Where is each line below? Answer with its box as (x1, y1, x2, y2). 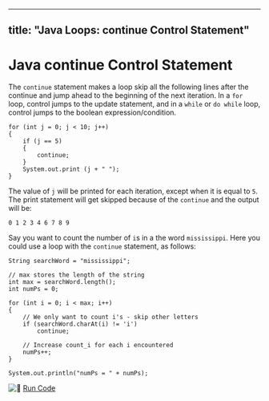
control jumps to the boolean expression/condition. (8, 107, 177, 117)
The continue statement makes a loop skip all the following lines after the (8, 82, 250, 92)
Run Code (22, 383, 56, 393)
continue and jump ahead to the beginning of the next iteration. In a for (8, 91, 243, 100)
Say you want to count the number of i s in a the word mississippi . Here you (8, 233, 260, 243)
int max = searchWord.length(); (8, 278, 116, 286)
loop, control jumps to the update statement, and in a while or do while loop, (8, 99, 261, 109)
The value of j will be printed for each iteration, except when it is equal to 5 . (8, 186, 259, 196)
